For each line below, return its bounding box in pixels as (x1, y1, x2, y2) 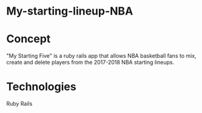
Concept (6, 32, 51, 46)
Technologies (6, 80, 77, 94)
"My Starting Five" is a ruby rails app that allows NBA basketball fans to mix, (6, 52, 197, 60)
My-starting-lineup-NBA (6, 4, 133, 18)
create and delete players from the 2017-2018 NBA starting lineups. (6, 59, 175, 66)
